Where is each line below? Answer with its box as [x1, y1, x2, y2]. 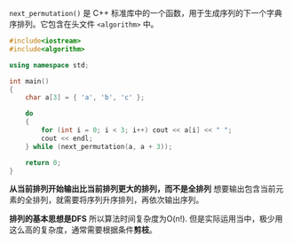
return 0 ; [25, 158, 62, 167]
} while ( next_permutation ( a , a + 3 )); [25, 142, 173, 151]
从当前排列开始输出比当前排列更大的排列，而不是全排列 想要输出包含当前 [9, 184, 276, 194]
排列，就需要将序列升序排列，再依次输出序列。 [32, 194, 204, 206]
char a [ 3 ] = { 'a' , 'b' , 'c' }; [25, 93, 145, 102]
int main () [9, 76, 50, 86]
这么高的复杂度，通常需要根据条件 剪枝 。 [9, 224, 157, 235]
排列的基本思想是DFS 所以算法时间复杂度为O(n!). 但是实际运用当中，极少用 [9, 214, 283, 224]
